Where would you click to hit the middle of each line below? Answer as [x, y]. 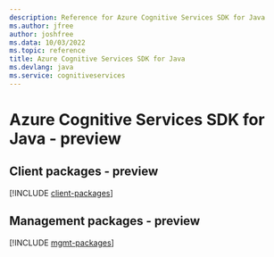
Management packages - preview [105, 221]
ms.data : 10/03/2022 [48, 42]
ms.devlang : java [42, 68]
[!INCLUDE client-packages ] [61, 193]
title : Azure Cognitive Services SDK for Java [97, 59]
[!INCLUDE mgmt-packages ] [62, 243]
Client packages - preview [84, 172]
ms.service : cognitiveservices [67, 76]
